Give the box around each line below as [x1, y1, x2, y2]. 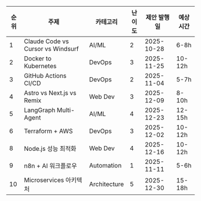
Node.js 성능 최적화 [23, 145, 77, 153]
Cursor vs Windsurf [23, 45, 79, 53]
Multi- [56, 106, 75, 114]
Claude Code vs [23, 37, 69, 45]
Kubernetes [23, 62, 57, 70]
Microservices [23, 176, 65, 184]
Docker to [23, 54, 52, 62]
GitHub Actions [23, 72, 67, 80]
